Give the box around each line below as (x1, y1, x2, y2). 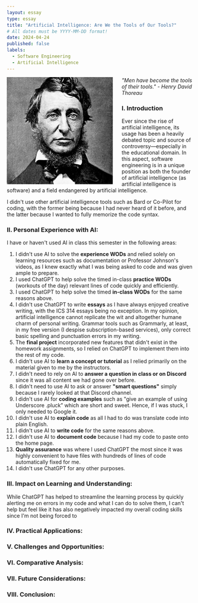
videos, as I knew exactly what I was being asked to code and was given (15, 263, 193, 270)
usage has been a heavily (122, 130, 184, 137)
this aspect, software (122, 155, 173, 162)
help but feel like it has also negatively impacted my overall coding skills (7, 506, 183, 513)
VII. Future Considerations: (7, 575, 86, 583)
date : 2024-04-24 (7, 34, 50, 41)
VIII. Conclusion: (7, 591, 56, 599)
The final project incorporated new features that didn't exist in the (15, 339, 177, 346)
